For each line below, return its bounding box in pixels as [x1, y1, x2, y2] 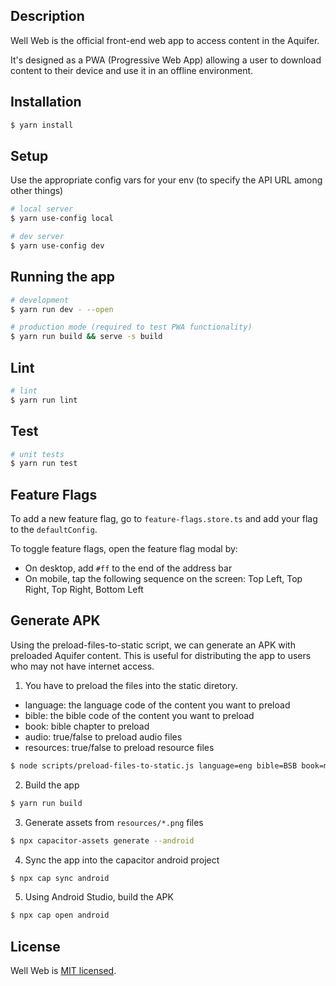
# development [10, 295, 70, 305]
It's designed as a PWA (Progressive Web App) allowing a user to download [10, 54, 322, 66]
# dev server [10, 232, 65, 242]
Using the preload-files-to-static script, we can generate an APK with [10, 639, 296, 651]
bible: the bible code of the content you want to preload [24, 709, 255, 721]
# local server [10, 204, 74, 214]
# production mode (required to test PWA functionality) [10, 322, 253, 333]
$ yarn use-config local [10, 214, 114, 224]
